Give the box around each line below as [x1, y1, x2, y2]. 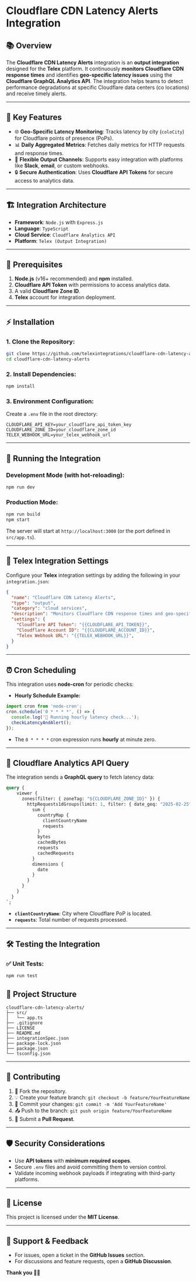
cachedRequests [37, 850, 75, 856]
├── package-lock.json [6, 1040, 61, 1047]
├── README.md [6, 1030, 41, 1036]
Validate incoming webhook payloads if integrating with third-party [14, 1169, 176, 1177]
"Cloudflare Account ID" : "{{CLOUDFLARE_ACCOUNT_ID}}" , [16, 627, 156, 633]
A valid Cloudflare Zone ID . [14, 288, 80, 295]
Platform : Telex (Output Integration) [14, 237, 107, 244]
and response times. [14, 149, 64, 156]
